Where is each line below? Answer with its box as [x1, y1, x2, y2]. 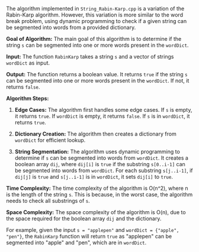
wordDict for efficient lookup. [14, 137, 86, 144]
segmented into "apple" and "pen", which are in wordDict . [6, 239, 147, 246]
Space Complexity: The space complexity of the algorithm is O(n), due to [6, 209, 186, 215]
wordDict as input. [6, 59, 50, 66]
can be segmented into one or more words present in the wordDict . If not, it [6, 77, 190, 84]
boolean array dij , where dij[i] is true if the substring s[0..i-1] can [14, 161, 185, 167]
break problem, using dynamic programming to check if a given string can [6, 18, 187, 24]
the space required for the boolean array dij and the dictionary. [6, 215, 162, 222]
